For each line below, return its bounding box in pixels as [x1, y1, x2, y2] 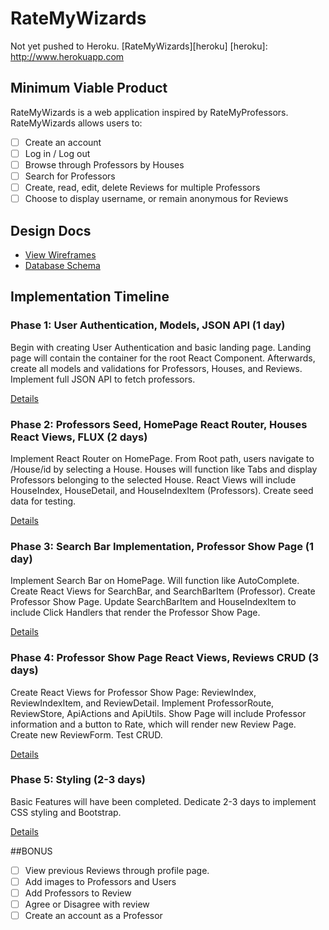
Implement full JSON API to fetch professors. [10, 373, 196, 385]
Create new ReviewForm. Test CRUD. [10, 728, 163, 741]
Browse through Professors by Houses [24, 158, 185, 171]
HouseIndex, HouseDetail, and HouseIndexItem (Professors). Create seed [10, 484, 314, 496]
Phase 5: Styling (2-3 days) [10, 773, 146, 787]
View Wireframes [24, 248, 97, 261]
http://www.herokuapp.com [10, 50, 125, 62]
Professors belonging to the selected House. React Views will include [10, 473, 297, 486]
